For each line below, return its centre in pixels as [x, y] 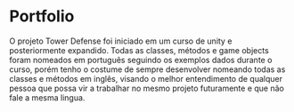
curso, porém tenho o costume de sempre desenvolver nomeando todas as [147, 69]
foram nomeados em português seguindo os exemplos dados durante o [141, 60]
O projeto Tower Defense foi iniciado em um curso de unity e [121, 41]
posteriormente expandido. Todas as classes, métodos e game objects [139, 50]
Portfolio [42, 16]
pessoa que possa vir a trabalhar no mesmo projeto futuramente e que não [147, 88]
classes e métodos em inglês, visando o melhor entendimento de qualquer [146, 78]
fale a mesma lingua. [47, 97]
